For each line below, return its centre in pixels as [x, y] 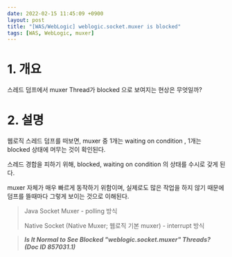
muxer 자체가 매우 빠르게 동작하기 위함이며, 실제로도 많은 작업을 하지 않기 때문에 [116, 188]
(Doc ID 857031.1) [50, 247]
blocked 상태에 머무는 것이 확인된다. [56, 150]
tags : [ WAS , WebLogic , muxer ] [51, 33]
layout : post [26, 20]
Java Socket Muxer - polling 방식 [71, 211]
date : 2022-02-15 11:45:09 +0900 [55, 14]
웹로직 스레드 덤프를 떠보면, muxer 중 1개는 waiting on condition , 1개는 [105, 141]
